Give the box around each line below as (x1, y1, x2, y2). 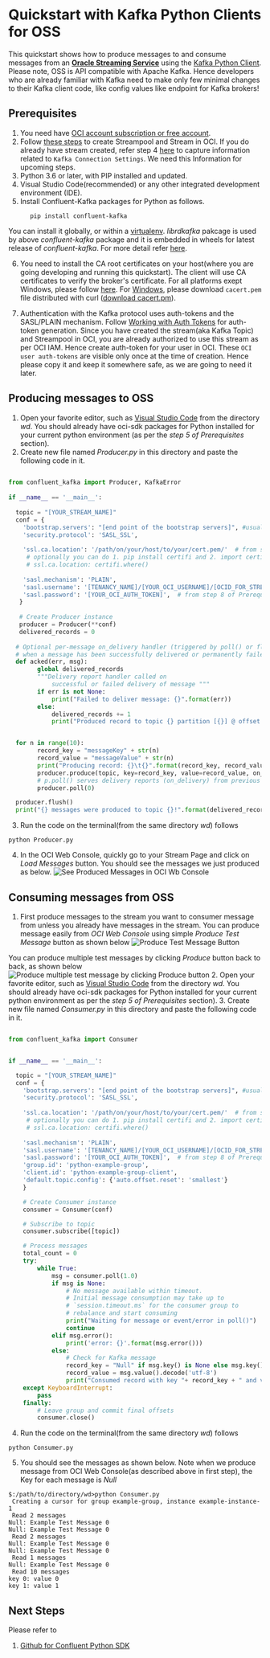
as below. (19, 867, 52, 877)
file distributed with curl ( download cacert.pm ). (19, 293, 177, 302)
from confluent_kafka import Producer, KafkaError (8, 478, 182, 487)
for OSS (8, 23, 61, 41)
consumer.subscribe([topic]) (22, 1227, 121, 1235)
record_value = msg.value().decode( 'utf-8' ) (65, 1369, 218, 1378)
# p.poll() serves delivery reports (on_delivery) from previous (37, 776, 261, 784)
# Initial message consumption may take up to (65, 1294, 225, 1303)
